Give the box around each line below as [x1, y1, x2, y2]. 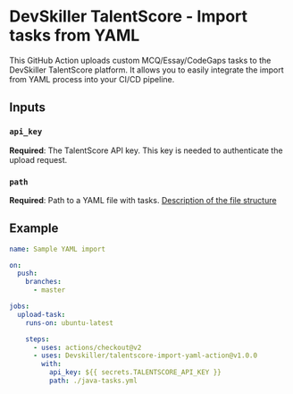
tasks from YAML [9, 25, 140, 46]
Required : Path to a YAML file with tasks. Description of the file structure [9, 194, 277, 205]
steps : [25, 334, 50, 344]
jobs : [9, 302, 29, 311]
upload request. [9, 154, 68, 165]
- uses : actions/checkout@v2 [32, 343, 142, 352]
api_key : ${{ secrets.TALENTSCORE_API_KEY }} [48, 368, 222, 377]
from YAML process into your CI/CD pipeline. [9, 73, 175, 84]
